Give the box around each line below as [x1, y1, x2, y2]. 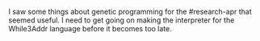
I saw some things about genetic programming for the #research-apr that [8, 7, 252, 16]
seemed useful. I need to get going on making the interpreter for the [8, 15, 235, 25]
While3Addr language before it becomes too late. [8, 24, 172, 33]
